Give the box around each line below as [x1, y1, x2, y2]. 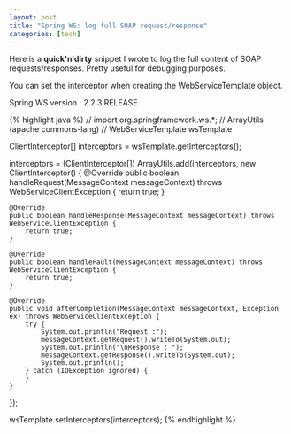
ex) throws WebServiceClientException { [9, 312, 161, 322]
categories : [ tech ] [9, 29, 81, 38]
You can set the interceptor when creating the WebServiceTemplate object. [9, 81, 283, 91]
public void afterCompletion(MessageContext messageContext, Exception [9, 305, 279, 314]
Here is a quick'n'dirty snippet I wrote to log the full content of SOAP [9, 54, 262, 65]
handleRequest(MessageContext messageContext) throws [9, 177, 223, 188]
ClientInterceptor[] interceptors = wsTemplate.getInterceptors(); [9, 141, 241, 151]
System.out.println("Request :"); [41, 328, 168, 337]
